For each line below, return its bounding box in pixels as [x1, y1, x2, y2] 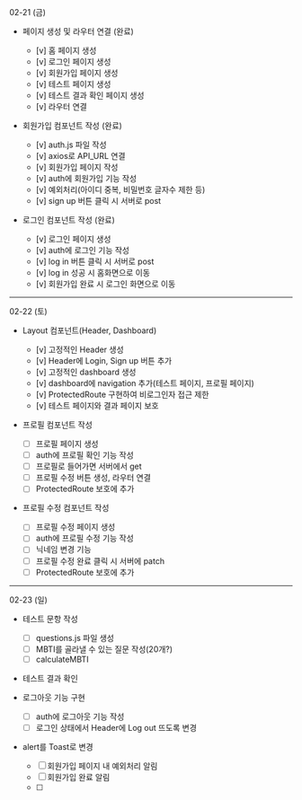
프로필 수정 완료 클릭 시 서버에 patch [35, 555, 164, 567]
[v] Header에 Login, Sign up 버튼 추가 [35, 356, 173, 365]
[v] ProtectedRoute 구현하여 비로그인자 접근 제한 [35, 389, 209, 400]
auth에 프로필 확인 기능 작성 [35, 450, 135, 461]
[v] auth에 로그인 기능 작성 [35, 245, 130, 255]
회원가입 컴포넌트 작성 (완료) [22, 120, 123, 131]
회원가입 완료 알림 [47, 771, 111, 782]
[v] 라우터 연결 [35, 101, 87, 111]
